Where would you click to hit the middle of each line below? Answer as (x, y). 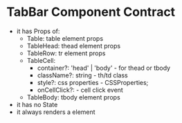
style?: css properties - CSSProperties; (93, 82)
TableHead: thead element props (74, 46)
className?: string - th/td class (83, 75)
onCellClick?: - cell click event (80, 90)
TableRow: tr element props (66, 53)
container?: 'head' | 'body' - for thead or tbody (104, 68)
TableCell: (41, 60)
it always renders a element (56, 112)
